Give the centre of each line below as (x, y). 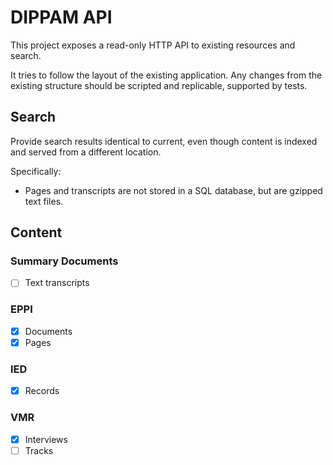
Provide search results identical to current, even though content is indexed (164, 141)
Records (42, 391)
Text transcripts (57, 283)
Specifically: (36, 171)
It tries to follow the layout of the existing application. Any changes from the (166, 75)
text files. (44, 201)
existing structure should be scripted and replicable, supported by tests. (159, 85)
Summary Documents (64, 261)
